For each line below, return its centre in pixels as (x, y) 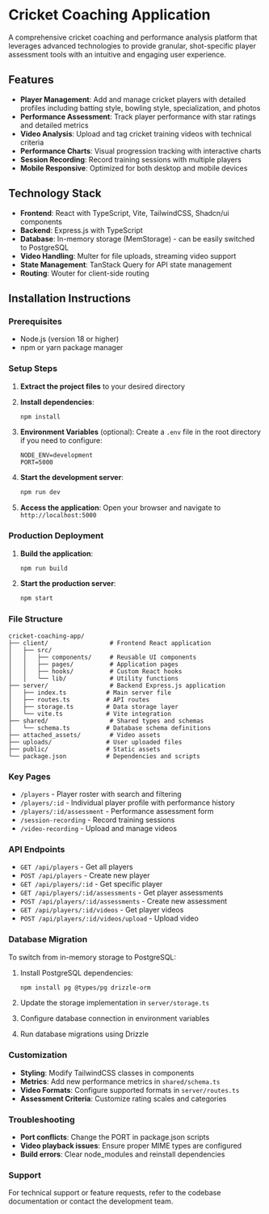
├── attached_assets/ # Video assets (84, 735)
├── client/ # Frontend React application (110, 643)
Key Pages (29, 776)
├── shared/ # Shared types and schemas (106, 721)
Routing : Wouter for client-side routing (84, 273)
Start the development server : (71, 478)
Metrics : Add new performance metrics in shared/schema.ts (120, 1081)
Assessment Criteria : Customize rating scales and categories (123, 1098)
